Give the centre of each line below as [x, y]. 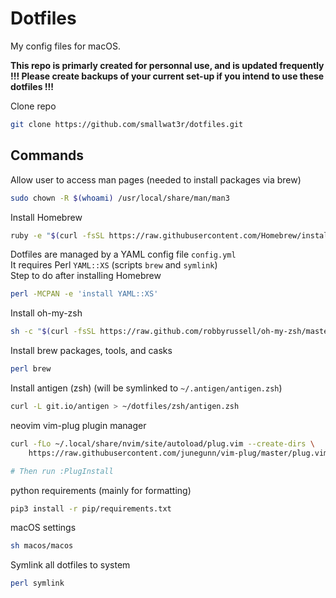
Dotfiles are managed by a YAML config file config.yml [123, 254]
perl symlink [37, 583]
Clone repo [33, 106]
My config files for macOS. [65, 46]
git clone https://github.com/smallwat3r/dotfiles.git [127, 124]
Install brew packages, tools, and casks [91, 351]
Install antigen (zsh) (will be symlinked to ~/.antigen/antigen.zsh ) [146, 388]
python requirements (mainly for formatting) [101, 490]
